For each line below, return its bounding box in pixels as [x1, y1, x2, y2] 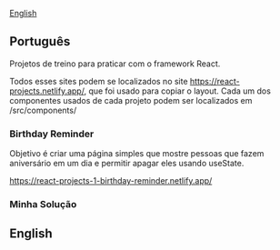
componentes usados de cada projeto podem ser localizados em [9, 95, 253, 105]
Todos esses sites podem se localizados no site [9, 75, 188, 86]
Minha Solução [9, 198, 77, 211]
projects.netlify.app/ [9, 85, 85, 96]
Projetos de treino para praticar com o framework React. [9, 58, 221, 69]
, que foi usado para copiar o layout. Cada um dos [84, 85, 271, 96]
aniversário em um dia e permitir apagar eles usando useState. [9, 158, 245, 169]
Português [9, 34, 71, 49]
